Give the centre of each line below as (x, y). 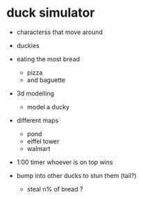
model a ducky (48, 106)
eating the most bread (48, 59)
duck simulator (51, 13)
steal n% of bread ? (55, 189)
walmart (39, 148)
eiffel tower (43, 141)
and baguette (46, 80)
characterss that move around (60, 32)
